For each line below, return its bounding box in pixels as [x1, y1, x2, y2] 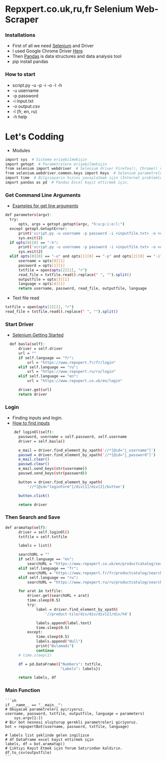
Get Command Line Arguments [5, 191, 81, 198]
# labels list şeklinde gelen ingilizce [5, 733, 90, 738]
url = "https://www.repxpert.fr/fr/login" [27, 360, 116, 365]
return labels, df [18, 675, 56, 680]
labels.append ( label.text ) [36, 621, 92, 626]
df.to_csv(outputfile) [5, 750, 52, 755]
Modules [12, 147, 31, 153]
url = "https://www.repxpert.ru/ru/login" [27, 369, 116, 374]
